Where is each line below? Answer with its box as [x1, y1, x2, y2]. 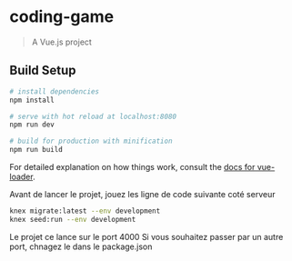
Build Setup [9, 63, 76, 78]
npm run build [9, 146, 64, 155]
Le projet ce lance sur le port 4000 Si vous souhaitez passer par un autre [9, 231, 284, 242]
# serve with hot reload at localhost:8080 [9, 112, 177, 121]
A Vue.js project [31, 36, 93, 47]
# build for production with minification [9, 136, 173, 146]
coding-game [9, 6, 115, 27]
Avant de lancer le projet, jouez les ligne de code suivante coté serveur [9, 189, 276, 199]
